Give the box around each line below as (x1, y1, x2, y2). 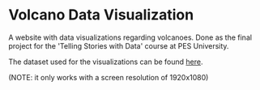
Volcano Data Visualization (8, 6, 194, 24)
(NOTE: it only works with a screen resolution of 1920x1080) (8, 72, 209, 82)
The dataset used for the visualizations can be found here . (8, 57, 204, 66)
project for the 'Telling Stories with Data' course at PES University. (8, 41, 229, 50)
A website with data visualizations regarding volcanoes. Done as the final (8, 32, 253, 42)
